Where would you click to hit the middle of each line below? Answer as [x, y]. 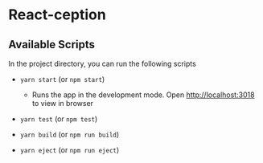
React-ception [57, 15]
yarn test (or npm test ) [59, 119]
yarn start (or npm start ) [62, 79]
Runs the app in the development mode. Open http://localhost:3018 [143, 95]
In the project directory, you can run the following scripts [103, 63]
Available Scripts [51, 45]
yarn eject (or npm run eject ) [70, 150]
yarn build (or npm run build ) [70, 134]
